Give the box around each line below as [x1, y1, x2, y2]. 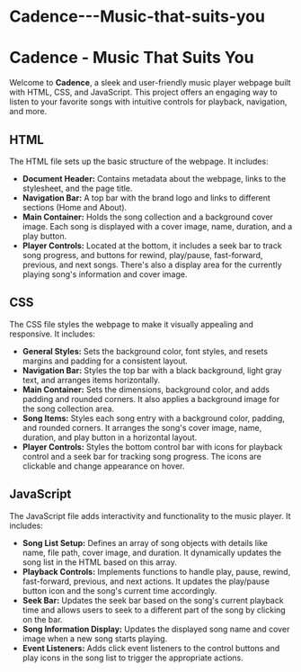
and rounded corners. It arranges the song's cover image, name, [22, 422, 262, 433]
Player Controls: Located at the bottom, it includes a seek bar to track [22, 240, 282, 251]
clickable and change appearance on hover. [22, 461, 185, 471]
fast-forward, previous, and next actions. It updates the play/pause [22, 576, 270, 587]
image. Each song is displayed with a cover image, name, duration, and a [22, 220, 293, 231]
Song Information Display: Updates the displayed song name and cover [22, 623, 290, 634]
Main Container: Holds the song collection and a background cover [22, 211, 274, 222]
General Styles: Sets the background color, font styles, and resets [22, 345, 268, 356]
